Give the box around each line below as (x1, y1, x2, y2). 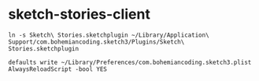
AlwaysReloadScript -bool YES (8, 65, 108, 73)
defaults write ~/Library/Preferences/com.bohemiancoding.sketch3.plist (8, 58, 252, 66)
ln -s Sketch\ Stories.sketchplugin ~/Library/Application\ (8, 31, 210, 39)
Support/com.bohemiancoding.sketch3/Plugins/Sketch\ (8, 37, 185, 46)
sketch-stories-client (8, 5, 151, 23)
